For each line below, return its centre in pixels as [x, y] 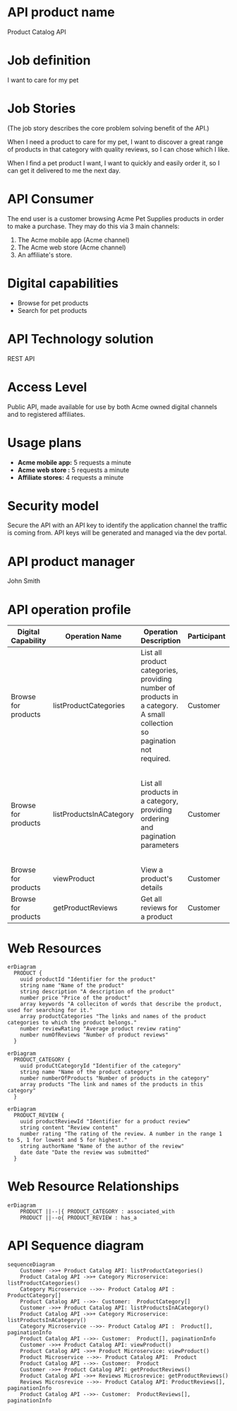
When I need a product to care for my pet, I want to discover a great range [115, 141]
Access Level [47, 387]
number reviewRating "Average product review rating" [101, 1029]
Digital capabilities [63, 283]
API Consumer [50, 199]
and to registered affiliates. [47, 414]
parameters [160, 845]
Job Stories [42, 108]
